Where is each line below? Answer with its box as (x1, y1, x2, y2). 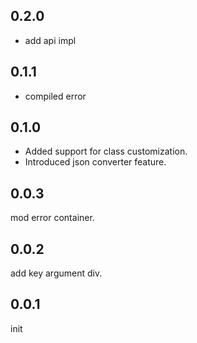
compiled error (24, 90, 87, 102)
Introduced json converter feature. (24, 156, 167, 168)
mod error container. (10, 212, 95, 224)
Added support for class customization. (24, 145, 188, 158)
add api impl (24, 34, 77, 46)
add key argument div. (10, 267, 103, 279)
